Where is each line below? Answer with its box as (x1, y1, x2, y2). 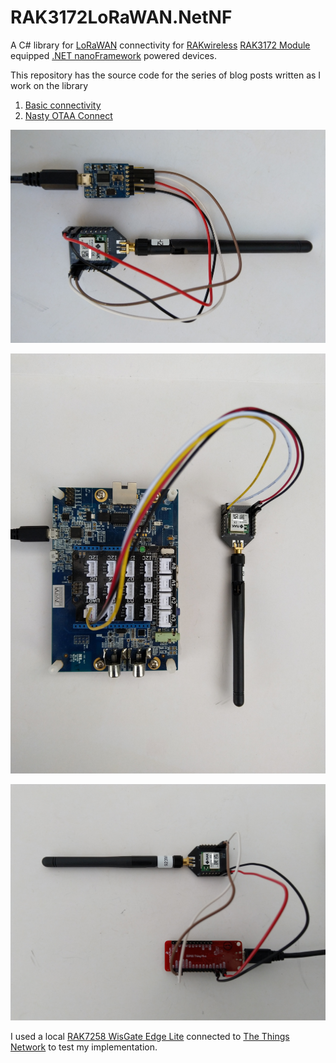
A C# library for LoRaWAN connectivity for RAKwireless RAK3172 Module (10, 39, 311, 51)
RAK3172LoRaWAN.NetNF (10, 6, 233, 29)
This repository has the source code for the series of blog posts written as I (10, 69, 322, 81)
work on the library (10, 79, 89, 91)
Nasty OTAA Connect (24, 109, 113, 121)
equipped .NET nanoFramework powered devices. (10, 49, 217, 61)
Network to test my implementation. (10, 1041, 158, 1053)
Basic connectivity (24, 99, 102, 111)
